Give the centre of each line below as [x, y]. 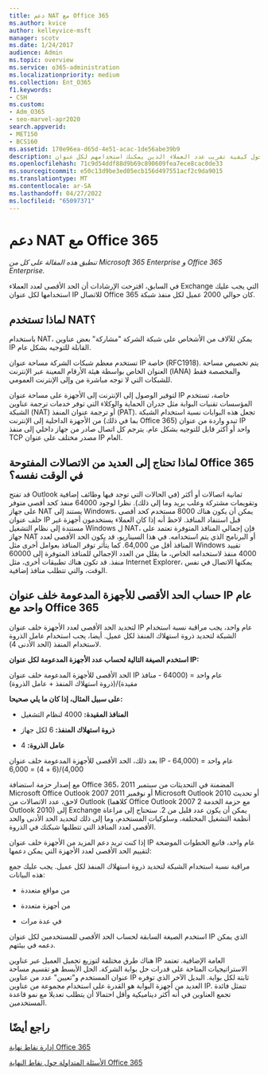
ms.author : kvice [38, 23]
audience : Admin [36, 53]
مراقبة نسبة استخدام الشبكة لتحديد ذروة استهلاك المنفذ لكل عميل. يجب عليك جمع [129, 866]
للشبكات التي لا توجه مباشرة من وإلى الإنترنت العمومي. [91, 380]
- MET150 [23, 134]
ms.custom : [27, 104]
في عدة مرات [41, 920]
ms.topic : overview [41, 61]
